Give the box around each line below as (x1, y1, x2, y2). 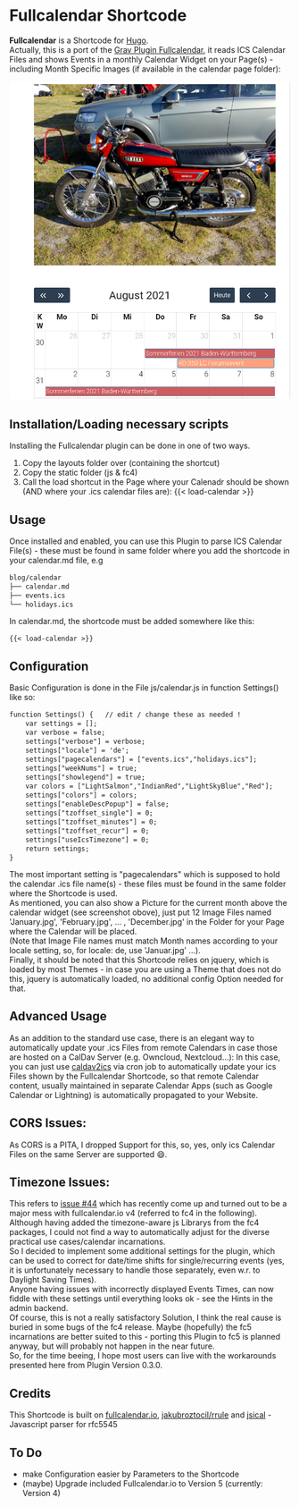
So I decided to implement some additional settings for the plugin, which (9, 1246, 275, 1256)
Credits (9, 1385, 52, 1400)
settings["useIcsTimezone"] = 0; (25, 835, 150, 844)
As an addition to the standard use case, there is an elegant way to (9, 1032, 254, 1043)
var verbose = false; (25, 728, 105, 737)
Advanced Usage (9, 1009, 107, 1024)
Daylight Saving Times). (9, 1274, 96, 1285)
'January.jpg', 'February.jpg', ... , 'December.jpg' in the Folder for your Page (9, 916, 286, 926)
